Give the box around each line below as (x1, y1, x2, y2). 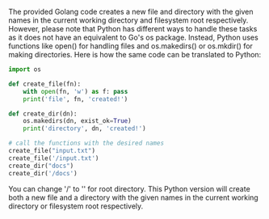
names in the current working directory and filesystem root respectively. (8, 15, 249, 25)
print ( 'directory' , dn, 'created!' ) (23, 124, 147, 133)
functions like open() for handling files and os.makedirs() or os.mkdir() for (8, 41, 253, 51)
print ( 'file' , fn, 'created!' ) (23, 95, 128, 103)
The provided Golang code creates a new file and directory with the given (8, 7, 254, 16)
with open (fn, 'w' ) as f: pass (23, 87, 128, 95)
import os (8, 65, 42, 74)
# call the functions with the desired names (8, 139, 164, 148)
